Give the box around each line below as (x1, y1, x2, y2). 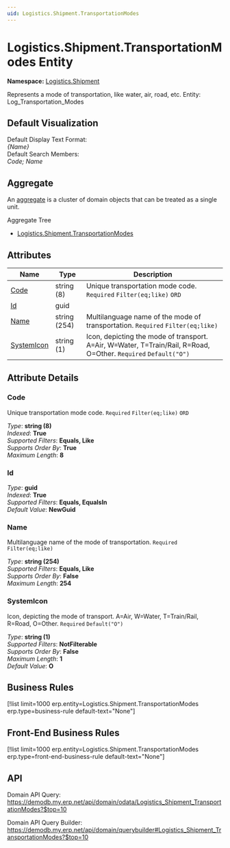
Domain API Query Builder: (7, 818, 83, 827)
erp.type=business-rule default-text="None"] (7, 707, 136, 716)
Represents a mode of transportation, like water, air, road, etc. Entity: (7, 90, 201, 98)
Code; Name (7, 157, 43, 165)
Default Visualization (7, 117, 99, 129)
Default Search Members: (7, 150, 80, 158)
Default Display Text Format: (7, 135, 88, 144)
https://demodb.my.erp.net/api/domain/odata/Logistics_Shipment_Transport (7, 798, 222, 806)
